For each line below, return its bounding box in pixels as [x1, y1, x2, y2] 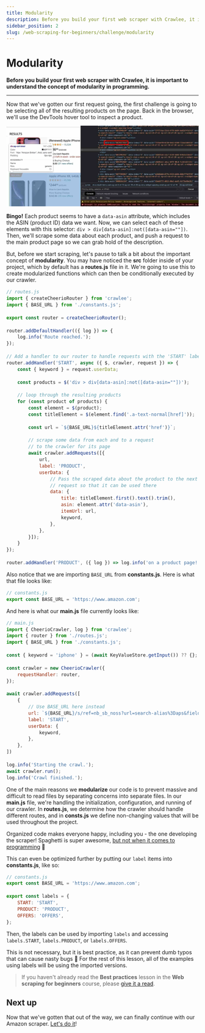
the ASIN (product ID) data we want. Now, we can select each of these [6, 219, 184, 226]
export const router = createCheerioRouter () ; [6, 315, 127, 321]
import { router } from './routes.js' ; [6, 633, 108, 639]
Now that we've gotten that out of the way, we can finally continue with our [6, 1013, 195, 1021]
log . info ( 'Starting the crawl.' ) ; [6, 762, 95, 768]
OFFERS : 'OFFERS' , [17, 913, 64, 919]
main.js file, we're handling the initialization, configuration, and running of [6, 798, 192, 806]
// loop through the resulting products [17, 392, 121, 399]
